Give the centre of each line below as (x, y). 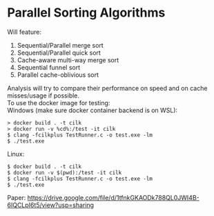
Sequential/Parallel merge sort (60, 45)
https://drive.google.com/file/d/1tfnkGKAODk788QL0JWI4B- (113, 197)
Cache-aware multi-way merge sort (68, 60)
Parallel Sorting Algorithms (86, 13)
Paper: (17, 197)
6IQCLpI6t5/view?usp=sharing (51, 205)
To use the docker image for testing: (59, 102)
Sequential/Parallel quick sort (59, 53)
